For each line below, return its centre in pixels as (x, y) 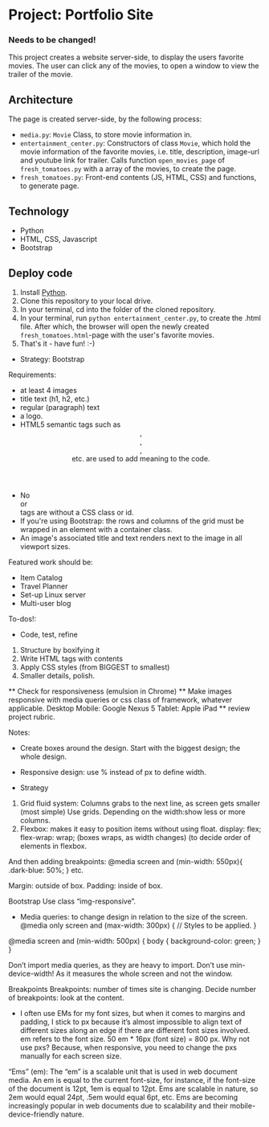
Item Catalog (41, 577)
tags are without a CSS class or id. (77, 512)
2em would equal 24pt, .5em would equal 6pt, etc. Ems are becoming (123, 1097)
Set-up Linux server (53, 594)
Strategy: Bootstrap (52, 359)
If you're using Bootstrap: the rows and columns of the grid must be (132, 521)
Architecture (41, 99)
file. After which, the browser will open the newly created (114, 326)
